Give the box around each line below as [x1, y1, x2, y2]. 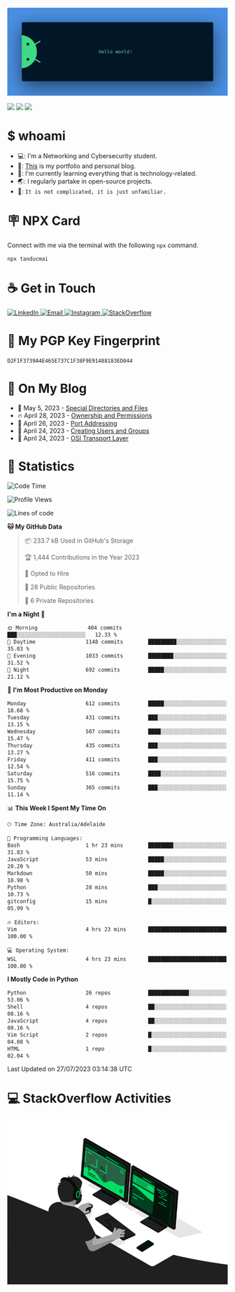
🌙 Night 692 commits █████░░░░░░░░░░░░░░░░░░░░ [7, 666, 227, 673]
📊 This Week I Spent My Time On [7, 803, 106, 812]
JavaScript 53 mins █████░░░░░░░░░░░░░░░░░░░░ [7, 856, 227, 863]
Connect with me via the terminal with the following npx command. [7, 241, 199, 249]
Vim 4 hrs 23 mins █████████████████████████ [7, 926, 227, 933]
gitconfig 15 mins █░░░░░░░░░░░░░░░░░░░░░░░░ [7, 898, 227, 905]
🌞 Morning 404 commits [7, 624, 122, 631]
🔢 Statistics [7, 459, 75, 475]
